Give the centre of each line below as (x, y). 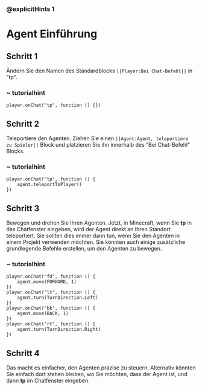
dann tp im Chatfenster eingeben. (48, 381)
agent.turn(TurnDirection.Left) (58, 298)
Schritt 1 (22, 56)
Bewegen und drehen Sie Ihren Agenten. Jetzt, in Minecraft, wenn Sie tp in (99, 223)
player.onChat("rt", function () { (51, 324)
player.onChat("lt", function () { (51, 292)
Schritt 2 (23, 123)
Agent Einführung (52, 34)
